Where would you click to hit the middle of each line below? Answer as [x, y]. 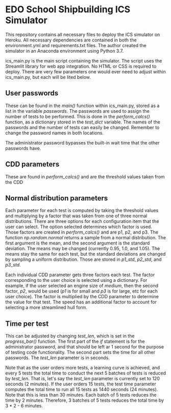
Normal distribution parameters [57, 198]
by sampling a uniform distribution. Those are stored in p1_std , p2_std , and [83, 259]
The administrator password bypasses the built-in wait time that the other [82, 142]
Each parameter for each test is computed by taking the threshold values [82, 211]
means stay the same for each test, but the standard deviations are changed [86, 254]
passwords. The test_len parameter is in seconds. [57, 358]
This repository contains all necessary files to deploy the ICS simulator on [83, 34]
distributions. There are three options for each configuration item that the [82, 221]
